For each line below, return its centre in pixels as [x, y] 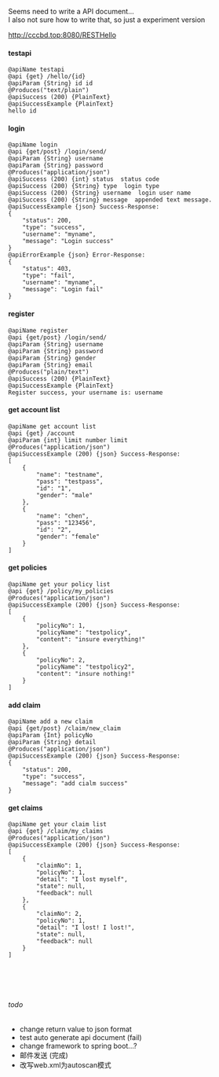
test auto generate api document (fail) [81, 1037]
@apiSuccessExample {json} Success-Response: [84, 207]
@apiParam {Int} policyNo [50, 736]
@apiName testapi [36, 70]
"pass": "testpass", [70, 481]
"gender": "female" [68, 537]
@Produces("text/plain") [49, 90]
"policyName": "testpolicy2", [86, 667]
